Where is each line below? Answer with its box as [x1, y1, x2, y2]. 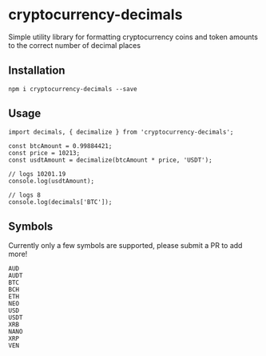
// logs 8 [8, 190, 42, 199]
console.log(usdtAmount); [8, 177, 94, 185]
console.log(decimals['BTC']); [8, 198, 113, 206]
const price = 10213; [8, 149, 81, 157]
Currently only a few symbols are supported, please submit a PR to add [8, 241, 243, 250]
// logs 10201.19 [8, 170, 66, 178]
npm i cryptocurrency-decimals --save [8, 85, 137, 93]
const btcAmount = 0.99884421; [8, 142, 113, 150]
